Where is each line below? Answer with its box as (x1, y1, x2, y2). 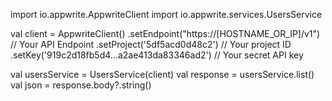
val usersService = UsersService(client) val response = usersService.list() (10, 69, 315, 80)
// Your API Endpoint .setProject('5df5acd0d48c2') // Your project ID (10, 39, 292, 50)
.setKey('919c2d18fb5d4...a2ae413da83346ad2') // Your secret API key (10, 49, 304, 61)
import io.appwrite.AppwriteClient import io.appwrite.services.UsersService (10, 9, 323, 20)
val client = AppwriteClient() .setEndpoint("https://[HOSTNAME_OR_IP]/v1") (10, 28, 321, 39)
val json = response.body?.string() (10, 79, 152, 91)
